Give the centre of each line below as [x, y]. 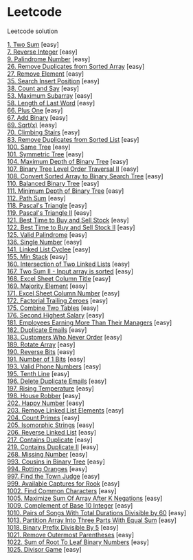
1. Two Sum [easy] [33, 44]
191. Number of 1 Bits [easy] [46, 359]
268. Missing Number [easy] [47, 454]
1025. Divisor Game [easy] [44, 549]
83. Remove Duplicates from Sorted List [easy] [73, 139]
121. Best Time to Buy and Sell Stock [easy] [68, 220]
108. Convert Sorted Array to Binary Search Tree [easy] [85, 176]
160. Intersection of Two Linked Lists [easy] [69, 264]
